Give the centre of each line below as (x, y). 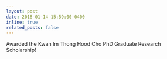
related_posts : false (33, 27)
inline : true (22, 22)
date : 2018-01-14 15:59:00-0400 (45, 17)
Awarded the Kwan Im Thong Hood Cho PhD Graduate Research (83, 44)
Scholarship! (21, 50)
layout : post (22, 11)
